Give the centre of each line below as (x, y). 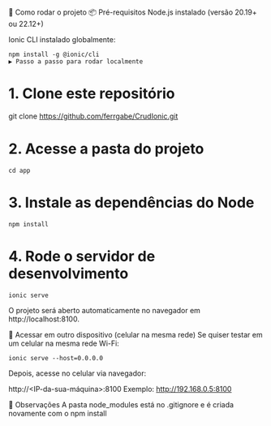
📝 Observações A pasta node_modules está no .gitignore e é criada (121, 404)
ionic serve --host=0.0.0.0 (56, 358)
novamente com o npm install (58, 413)
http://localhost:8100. (44, 319)
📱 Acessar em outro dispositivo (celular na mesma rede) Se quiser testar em (136, 334)
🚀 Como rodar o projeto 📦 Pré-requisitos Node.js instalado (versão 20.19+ (133, 12)
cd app (19, 170)
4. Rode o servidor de (82, 256)
